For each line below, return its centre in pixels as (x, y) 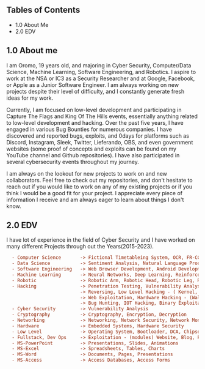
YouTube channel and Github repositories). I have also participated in (93, 155)
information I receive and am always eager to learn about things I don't (95, 199)
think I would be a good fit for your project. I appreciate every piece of (95, 193)
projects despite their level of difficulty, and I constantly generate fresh (95, 91)
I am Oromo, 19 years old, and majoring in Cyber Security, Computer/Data (99, 65)
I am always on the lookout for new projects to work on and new (87, 173)
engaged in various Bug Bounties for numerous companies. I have (89, 129)
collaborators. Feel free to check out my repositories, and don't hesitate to (100, 180)
